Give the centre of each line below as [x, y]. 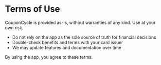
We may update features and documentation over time [67, 47]
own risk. [14, 27]
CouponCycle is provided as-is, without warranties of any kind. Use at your [80, 22]
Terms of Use [33, 9]
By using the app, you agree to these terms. [49, 57]
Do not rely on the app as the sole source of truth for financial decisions [84, 37]
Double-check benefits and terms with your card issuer [67, 42]
